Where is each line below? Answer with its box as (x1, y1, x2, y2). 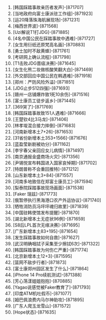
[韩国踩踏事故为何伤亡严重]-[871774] (12, 247, 88, 253)
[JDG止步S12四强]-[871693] (12, 85, 70, 91)
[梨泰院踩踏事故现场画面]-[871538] (12, 185, 84, 191)
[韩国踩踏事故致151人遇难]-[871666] (12, 110, 86, 116)
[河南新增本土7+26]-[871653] (12, 129, 73, 134)
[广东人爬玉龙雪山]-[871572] (12, 303, 71, 309)
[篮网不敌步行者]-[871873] (12, 259, 66, 265)
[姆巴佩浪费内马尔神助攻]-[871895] (12, 297, 84, 303)
